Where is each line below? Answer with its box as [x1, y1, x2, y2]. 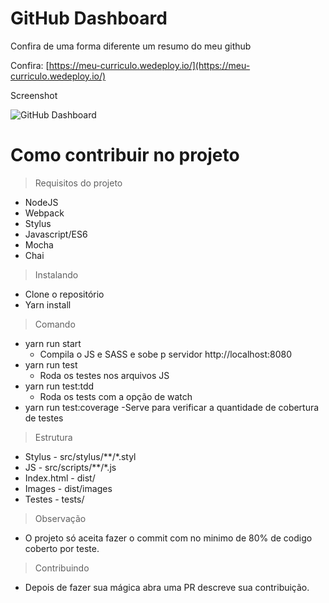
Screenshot [10, 89, 58, 101]
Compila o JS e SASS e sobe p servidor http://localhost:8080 [39, 348, 293, 360]
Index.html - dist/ [24, 472, 96, 484]
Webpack [24, 207, 65, 219]
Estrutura [34, 431, 73, 443]
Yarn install [24, 298, 72, 311]
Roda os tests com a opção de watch [39, 390, 193, 402]
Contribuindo [34, 562, 90, 574]
